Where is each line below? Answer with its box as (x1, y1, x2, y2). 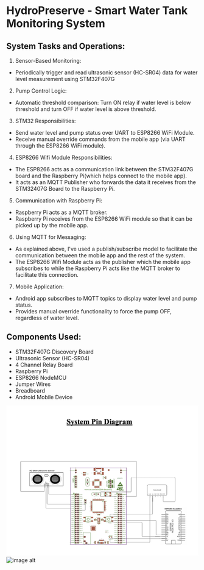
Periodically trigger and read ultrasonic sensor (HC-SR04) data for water (15, 69, 198, 76)
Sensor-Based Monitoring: (15, 57, 82, 64)
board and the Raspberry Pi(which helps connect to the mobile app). (15, 172, 188, 179)
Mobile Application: (15, 283, 64, 290)
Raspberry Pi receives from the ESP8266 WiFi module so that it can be (15, 215, 193, 223)
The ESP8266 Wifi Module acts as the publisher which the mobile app (15, 258, 191, 265)
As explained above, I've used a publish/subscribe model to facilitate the (15, 245, 198, 252)
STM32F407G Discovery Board (15, 348, 94, 355)
